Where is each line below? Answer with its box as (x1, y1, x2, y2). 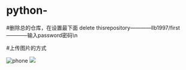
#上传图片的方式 (6, 44, 47, 51)
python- (6, 4, 48, 17)
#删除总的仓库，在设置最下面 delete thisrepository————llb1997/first (6, 24, 180, 31)
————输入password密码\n (6, 31, 78, 39)
